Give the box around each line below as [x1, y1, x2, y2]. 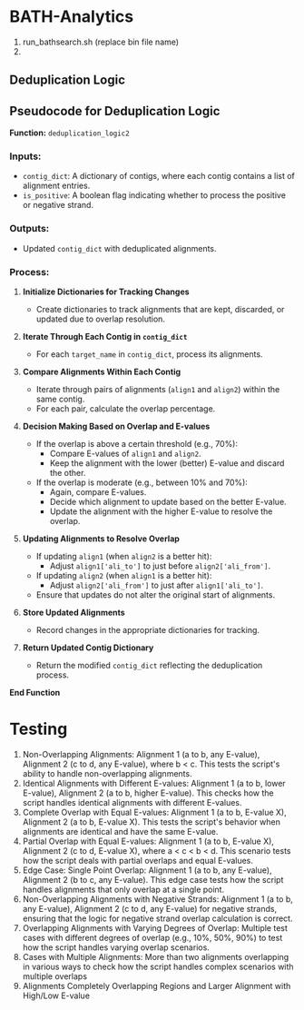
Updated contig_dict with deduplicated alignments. [22, 243, 217, 253]
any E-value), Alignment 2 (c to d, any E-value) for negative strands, [22, 903, 278, 914]
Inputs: [9, 150, 42, 163]
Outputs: [9, 223, 50, 235]
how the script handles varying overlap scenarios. [22, 942, 211, 953]
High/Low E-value [22, 990, 91, 1001]
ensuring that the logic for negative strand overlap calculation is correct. [22, 913, 293, 924]
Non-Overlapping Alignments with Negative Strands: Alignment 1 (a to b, [22, 893, 293, 905]
